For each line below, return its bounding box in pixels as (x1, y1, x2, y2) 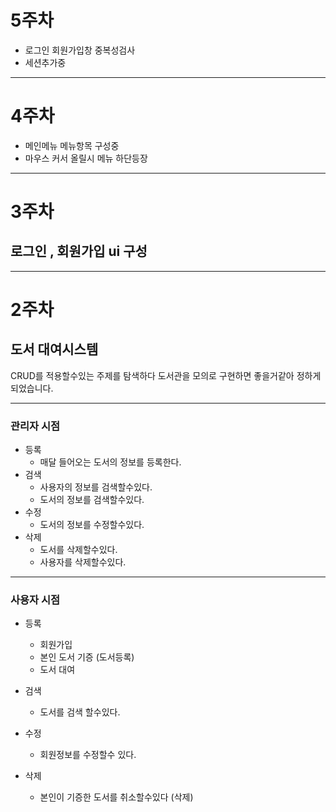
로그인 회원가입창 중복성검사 (24, 44, 136, 56)
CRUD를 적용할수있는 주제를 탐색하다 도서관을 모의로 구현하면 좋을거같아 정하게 (10, 369, 322, 381)
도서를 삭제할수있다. (39, 544, 118, 556)
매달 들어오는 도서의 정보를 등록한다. (39, 456, 182, 468)
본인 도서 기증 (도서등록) (39, 651, 135, 663)
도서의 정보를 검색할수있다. (39, 494, 145, 506)
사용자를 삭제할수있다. (39, 556, 127, 568)
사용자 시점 (10, 593, 61, 607)
